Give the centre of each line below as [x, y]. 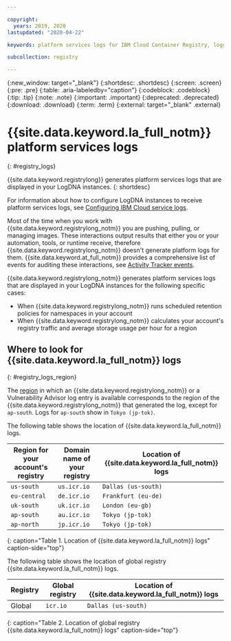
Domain [77, 450]
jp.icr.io [74, 524]
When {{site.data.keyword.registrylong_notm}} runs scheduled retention [119, 306]
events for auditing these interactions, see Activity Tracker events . [101, 265]
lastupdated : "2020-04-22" [46, 32]
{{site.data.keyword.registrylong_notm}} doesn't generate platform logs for [113, 250]
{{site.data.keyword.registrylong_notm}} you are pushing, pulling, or [103, 229]
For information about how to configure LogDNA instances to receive [105, 200]
